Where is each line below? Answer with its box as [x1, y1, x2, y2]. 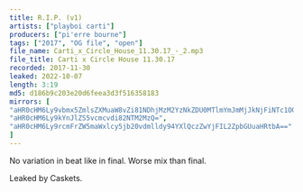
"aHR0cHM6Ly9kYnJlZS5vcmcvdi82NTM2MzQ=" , [9, 114, 168, 123]
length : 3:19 [9, 80, 59, 89]
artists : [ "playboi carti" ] [9, 22, 115, 31]
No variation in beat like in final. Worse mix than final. [9, 155, 207, 166]
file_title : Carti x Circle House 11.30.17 [9, 55, 176, 64]
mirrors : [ [9, 96, 50, 106]
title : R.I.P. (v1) [9, 13, 83, 23]
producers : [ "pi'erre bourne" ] [9, 30, 127, 39]
